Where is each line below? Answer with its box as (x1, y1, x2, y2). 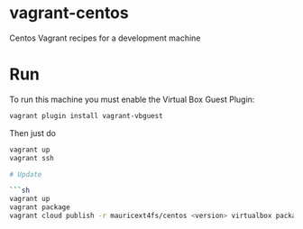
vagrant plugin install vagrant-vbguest (9, 111, 164, 120)
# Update (9, 169, 42, 179)
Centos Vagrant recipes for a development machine (9, 32, 201, 43)
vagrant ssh (9, 153, 54, 162)
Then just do (9, 127, 57, 138)
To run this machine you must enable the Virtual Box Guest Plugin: (9, 94, 255, 105)
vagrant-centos (9, 3, 129, 23)
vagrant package (9, 203, 70, 212)
